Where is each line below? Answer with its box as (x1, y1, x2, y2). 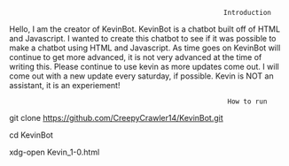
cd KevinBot (9, 130, 53, 140)
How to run (227, 97, 268, 106)
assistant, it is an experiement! (9, 80, 121, 90)
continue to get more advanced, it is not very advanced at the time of (9, 52, 262, 62)
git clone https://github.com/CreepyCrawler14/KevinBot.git (9, 113, 223, 123)
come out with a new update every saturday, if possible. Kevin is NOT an (9, 71, 274, 81)
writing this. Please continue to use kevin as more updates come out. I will (9, 62, 279, 72)
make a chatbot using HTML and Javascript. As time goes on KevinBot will (9, 42, 281, 53)
